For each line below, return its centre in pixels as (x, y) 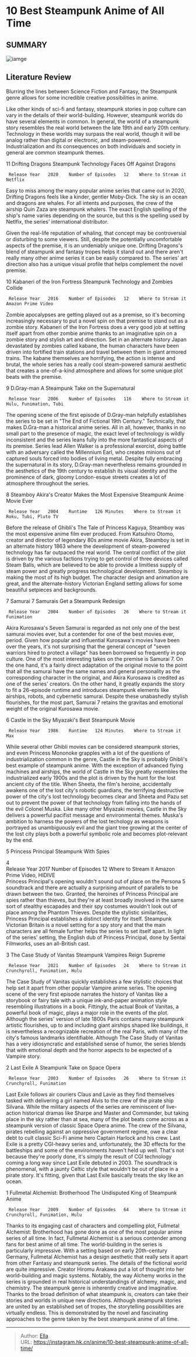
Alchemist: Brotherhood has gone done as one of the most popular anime (94, 1232)
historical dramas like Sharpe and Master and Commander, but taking (106, 1113)
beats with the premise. (34, 376)
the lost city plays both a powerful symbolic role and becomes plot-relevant (97, 834)
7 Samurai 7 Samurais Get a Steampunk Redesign (66, 601)
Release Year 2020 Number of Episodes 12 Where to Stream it (97, 174)
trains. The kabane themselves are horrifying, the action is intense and (91, 358)
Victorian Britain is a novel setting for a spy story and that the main (86, 925)
